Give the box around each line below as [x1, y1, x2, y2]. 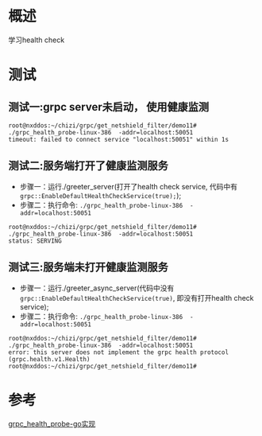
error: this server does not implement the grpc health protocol [8, 348, 229, 356]
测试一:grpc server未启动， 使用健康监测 [8, 100, 209, 114]
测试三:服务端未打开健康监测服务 [8, 260, 169, 274]
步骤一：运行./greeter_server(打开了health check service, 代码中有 [19, 181, 238, 191]
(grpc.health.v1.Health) [8, 355, 91, 363]
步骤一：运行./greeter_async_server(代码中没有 [19, 283, 175, 293]
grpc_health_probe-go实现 [8, 418, 96, 428]
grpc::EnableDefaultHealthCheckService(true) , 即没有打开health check [19, 293, 254, 302]
